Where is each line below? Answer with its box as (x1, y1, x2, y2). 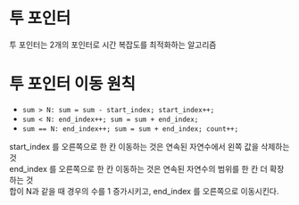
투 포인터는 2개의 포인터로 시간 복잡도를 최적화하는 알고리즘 (9, 39, 217, 50)
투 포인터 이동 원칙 (9, 74, 136, 94)
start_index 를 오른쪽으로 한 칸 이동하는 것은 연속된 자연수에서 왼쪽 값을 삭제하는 (9, 141, 290, 152)
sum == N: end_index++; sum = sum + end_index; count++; (21, 124, 239, 134)
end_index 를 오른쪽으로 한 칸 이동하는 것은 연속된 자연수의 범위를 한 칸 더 (9, 163, 268, 174)
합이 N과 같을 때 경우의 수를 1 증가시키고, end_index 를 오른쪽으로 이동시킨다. (9, 185, 279, 196)
